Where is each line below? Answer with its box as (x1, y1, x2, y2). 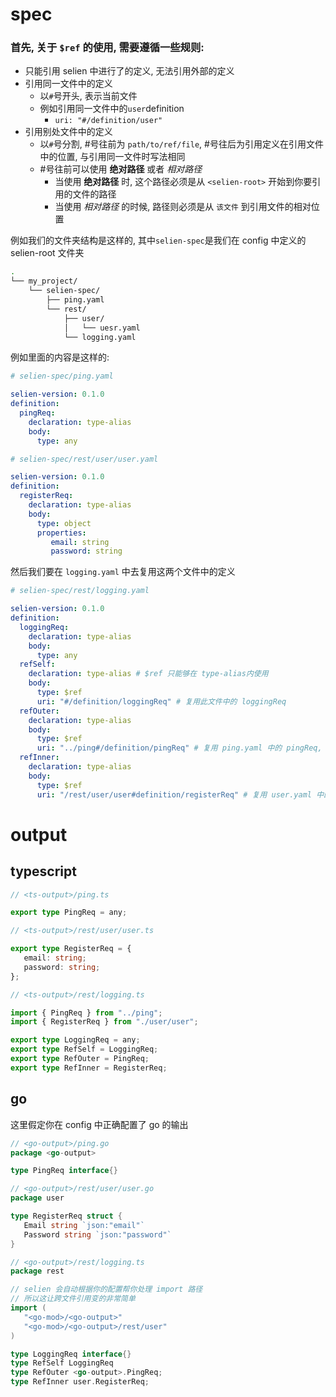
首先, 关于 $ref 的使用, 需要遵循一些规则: (10, 41, 205, 55)
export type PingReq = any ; (10, 908, 128, 918)
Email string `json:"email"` (23, 1220, 145, 1230)
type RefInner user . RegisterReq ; (10, 1377, 150, 1387)
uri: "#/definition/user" (54, 116, 163, 126)
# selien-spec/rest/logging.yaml (10, 586, 150, 596)
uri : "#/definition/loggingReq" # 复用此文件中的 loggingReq (36, 696, 287, 707)
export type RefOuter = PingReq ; (10, 1054, 150, 1064)
